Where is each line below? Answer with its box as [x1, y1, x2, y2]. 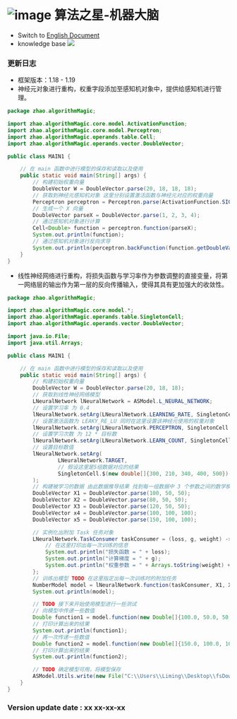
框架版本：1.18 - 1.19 [17, 76, 75, 84]
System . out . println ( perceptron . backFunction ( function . [32, 244, 197, 252]
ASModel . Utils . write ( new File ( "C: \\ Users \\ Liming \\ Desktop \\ [32, 673, 217, 680]
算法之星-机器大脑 [54, 7, 159, 23]
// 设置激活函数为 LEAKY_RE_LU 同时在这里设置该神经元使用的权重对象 [32, 417, 215, 425]
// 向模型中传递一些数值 [32, 607, 95, 614]
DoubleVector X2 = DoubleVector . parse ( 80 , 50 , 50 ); [32, 496, 188, 503]
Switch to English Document [17, 30, 100, 40]
